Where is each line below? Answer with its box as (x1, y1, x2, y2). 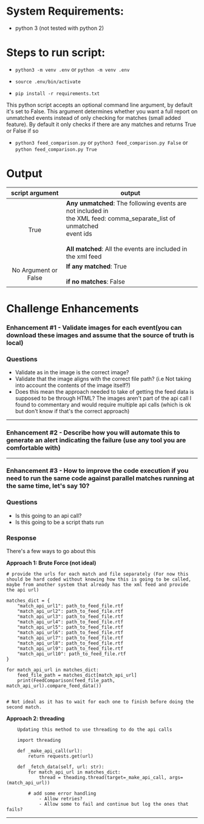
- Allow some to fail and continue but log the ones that (38, 801, 189, 808)
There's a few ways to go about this (6, 548, 96, 555)
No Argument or (12, 266, 58, 274)
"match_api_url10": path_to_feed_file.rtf (17, 651, 126, 657)
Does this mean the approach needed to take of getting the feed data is (15, 388, 194, 396)
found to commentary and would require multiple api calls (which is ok (15, 401, 191, 408)
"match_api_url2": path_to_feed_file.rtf (17, 609, 123, 615)
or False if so (6, 127, 39, 134)
